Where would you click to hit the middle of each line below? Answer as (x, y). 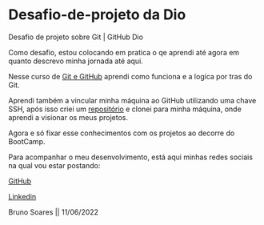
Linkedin (22, 196)
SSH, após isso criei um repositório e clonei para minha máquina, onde (125, 109)
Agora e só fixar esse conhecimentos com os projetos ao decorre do (122, 133)
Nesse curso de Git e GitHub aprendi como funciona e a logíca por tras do (130, 76)
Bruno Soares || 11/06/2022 (53, 212)
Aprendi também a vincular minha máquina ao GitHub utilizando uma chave (132, 100)
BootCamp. (27, 141)
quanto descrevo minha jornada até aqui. (76, 61)
